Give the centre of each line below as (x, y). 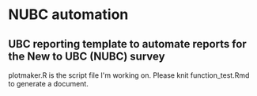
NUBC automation (68, 15)
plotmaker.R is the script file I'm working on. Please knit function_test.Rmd (129, 75)
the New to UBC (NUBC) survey (87, 56)
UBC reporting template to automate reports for (127, 44)
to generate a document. (48, 84)
